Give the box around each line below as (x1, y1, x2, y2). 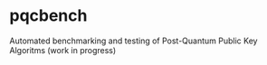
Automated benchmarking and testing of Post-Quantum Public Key (9, 35, 258, 46)
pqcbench (9, 5, 88, 26)
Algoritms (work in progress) (9, 44, 117, 55)
